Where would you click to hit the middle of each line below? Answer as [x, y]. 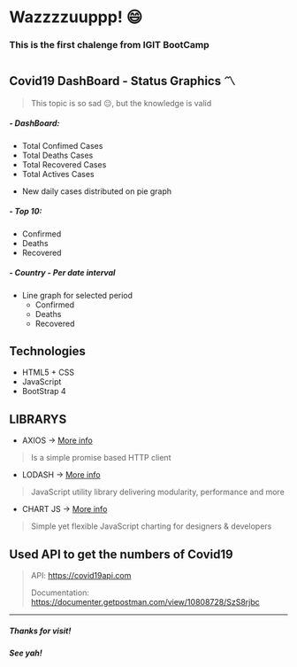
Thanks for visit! [40, 631]
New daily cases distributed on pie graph [97, 191]
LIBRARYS [38, 419]
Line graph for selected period [77, 295]
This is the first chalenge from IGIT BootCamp [109, 45]
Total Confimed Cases [62, 145]
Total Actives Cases [58, 174]
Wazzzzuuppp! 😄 [76, 17]
